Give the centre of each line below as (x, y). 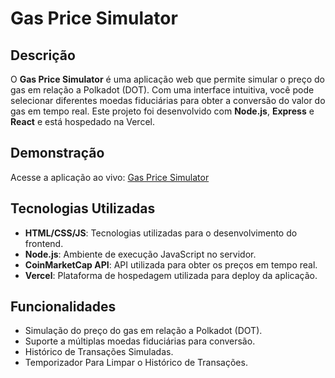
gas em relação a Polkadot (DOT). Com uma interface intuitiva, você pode (162, 90)
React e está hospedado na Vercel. (82, 121)
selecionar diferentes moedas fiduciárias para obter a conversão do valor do (168, 100)
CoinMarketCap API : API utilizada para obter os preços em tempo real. (171, 264)
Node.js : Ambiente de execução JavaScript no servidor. (140, 254)
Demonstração (57, 153)
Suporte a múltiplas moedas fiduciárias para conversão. (140, 341)
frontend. (44, 243)
